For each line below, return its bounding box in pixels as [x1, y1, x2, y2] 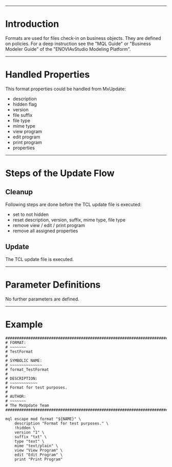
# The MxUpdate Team [5, 403, 50, 408]
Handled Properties [5, 69, 90, 80]
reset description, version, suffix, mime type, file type [12, 216, 126, 223]
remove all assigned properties [12, 228, 78, 234]
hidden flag [12, 101, 37, 107]
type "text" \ [14, 439, 45, 444]
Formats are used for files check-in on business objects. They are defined [5, 35, 161, 41]
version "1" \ [14, 430, 45, 435]
